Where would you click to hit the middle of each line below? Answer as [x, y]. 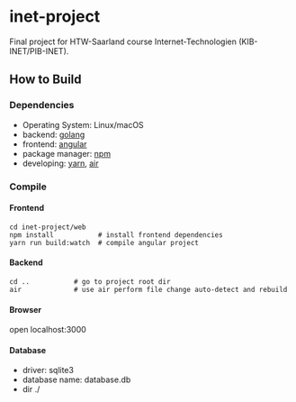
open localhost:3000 [48, 330]
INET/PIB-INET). [39, 50]
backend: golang [54, 134]
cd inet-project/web [48, 227]
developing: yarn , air [60, 163]
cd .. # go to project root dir [90, 281]
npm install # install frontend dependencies [116, 235]
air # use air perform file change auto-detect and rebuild [148, 289]
